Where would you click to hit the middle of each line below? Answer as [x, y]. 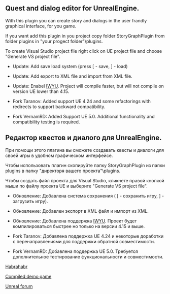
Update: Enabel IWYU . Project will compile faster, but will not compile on [88, 86]
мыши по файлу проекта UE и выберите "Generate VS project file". [77, 186]
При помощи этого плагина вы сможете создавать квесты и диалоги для [85, 150]
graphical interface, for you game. [41, 26]
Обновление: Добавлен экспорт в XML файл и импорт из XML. [80, 211]
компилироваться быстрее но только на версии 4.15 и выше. [79, 226]
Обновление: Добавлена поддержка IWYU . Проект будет [75, 221]
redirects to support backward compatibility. [59, 107]
